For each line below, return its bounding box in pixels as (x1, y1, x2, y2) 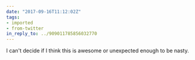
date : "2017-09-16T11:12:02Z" (6, 8, 82, 15)
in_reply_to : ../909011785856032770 (6, 31, 97, 37)
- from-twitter (6, 25, 44, 31)
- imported (6, 20, 33, 26)
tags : (6, 14, 20, 20)
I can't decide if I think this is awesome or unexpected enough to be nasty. (6, 47, 189, 54)
